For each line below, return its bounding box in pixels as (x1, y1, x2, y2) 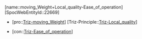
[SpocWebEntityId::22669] (4, 9, 59, 15)
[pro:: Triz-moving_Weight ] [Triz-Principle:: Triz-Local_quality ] (11, 19, 137, 25)
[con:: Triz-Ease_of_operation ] (11, 29, 73, 34)
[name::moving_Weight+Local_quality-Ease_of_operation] (4, 4, 123, 10)
